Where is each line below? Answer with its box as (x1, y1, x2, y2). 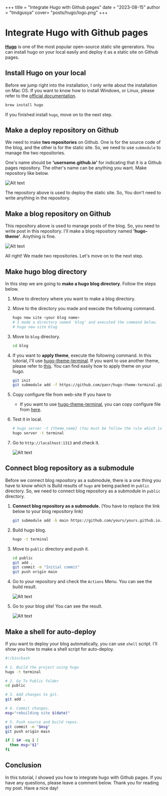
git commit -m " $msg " (5, 724, 50, 729)
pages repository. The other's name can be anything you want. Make (5, 165, 147, 171)
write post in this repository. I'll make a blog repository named (5, 228, 132, 234)
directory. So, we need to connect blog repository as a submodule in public (5, 488, 161, 494)
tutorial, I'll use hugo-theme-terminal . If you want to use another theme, (12, 358, 160, 364)
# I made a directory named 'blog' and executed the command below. (12, 320, 158, 325)
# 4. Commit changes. (5, 706, 50, 711)
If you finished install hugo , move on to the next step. (5, 111, 113, 117)
